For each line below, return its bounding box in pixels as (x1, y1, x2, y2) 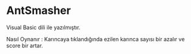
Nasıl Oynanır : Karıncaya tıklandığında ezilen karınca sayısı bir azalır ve (6, 35, 185, 42)
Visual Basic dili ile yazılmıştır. (6, 24, 81, 31)
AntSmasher (6, 4, 71, 18)
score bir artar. (6, 42, 44, 49)
